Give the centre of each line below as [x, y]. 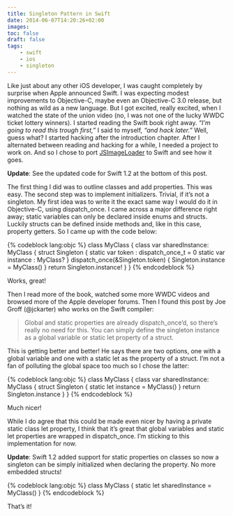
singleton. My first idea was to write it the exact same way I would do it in [113, 201]
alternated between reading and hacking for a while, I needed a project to [113, 145]
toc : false [23, 33]
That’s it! [20, 506]
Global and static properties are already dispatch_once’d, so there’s [121, 323]
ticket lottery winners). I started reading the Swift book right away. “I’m [109, 122]
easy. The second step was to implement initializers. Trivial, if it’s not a [108, 194]
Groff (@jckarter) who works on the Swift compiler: [81, 309]
